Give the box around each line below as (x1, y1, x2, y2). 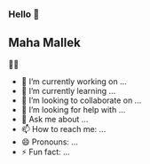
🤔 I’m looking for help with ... (20, 104, 126, 114)
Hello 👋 (8, 8, 40, 20)
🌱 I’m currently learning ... (20, 85, 116, 96)
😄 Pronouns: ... (20, 137, 79, 147)
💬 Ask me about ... (20, 113, 89, 124)
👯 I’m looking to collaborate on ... (20, 95, 142, 105)
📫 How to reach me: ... (20, 123, 107, 134)
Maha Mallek (8, 35, 81, 51)
